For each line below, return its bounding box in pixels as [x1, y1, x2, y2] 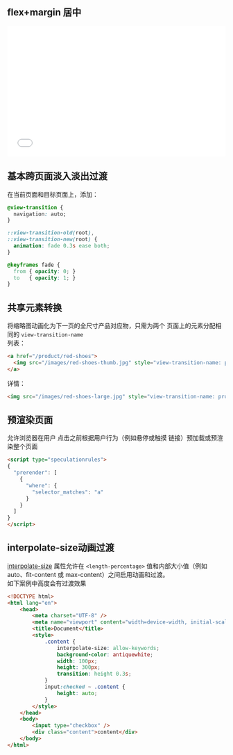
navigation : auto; [13, 211, 67, 218]
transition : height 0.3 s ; [56, 670, 132, 678]
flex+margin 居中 [7, 6, 82, 19]
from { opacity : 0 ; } [13, 268, 76, 275]
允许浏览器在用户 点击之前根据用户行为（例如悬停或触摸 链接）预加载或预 [7, 434, 217, 442]
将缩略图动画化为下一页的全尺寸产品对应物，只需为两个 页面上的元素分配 [7, 322, 216, 330]
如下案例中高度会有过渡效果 [7, 579, 87, 587]
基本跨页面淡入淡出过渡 [7, 170, 107, 182]
